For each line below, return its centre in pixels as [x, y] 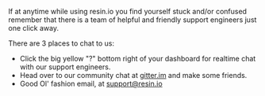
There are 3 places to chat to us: [61, 43]
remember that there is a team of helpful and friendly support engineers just [132, 20]
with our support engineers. [65, 67]
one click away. [34, 28]
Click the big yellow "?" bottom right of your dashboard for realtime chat [138, 59]
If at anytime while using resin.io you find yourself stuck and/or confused [128, 11]
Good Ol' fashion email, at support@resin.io [91, 83]
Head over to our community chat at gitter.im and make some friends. [133, 75]
